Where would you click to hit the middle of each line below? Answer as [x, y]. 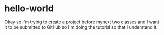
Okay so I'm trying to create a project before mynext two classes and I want [82, 22]
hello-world [29, 9]
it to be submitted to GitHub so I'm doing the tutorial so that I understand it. [81, 27]
